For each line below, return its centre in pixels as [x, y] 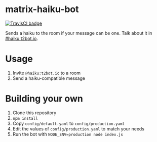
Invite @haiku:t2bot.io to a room [47, 73]
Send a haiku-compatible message [49, 78]
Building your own [44, 99]
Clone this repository [34, 113]
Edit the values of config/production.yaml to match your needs [78, 129]
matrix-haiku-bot [42, 9]
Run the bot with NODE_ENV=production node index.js [68, 134]
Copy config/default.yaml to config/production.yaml [69, 123]
